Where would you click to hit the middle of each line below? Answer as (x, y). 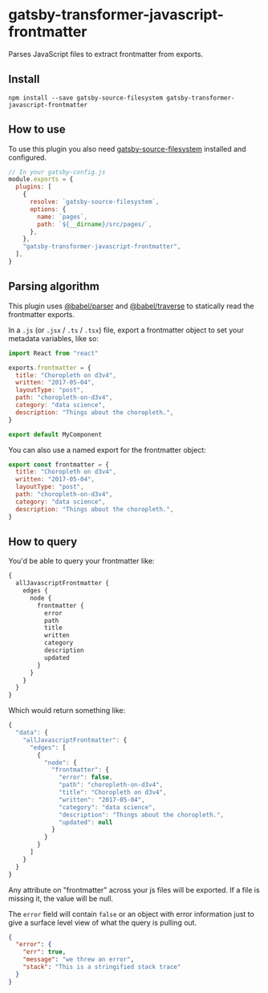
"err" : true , (45, 952)
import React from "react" (53, 353)
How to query (43, 541)
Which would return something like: (67, 710)
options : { (48, 209)
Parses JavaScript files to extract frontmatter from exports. (106, 54)
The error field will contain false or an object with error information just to (131, 914)
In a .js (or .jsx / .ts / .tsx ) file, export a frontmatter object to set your (126, 330)
